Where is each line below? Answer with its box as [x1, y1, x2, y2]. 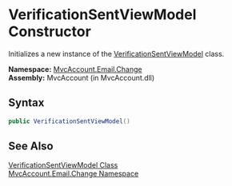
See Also [8, 140, 54, 153]
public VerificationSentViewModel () [8, 117, 130, 125]
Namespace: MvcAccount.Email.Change [8, 64, 142, 73]
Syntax [8, 96, 45, 109]
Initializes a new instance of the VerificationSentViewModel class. [8, 49, 225, 58]
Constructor [8, 22, 92, 41]
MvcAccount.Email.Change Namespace [8, 169, 139, 179]
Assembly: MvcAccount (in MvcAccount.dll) [8, 73, 155, 82]
